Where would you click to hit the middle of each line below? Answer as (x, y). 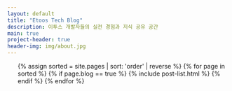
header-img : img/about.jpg (47, 46)
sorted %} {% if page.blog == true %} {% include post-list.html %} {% (119, 73)
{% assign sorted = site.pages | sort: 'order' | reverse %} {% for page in (121, 66)
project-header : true (39, 40)
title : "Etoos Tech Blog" (45, 20)
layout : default (31, 14)
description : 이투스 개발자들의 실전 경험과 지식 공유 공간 (83, 27)
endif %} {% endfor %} (51, 81)
